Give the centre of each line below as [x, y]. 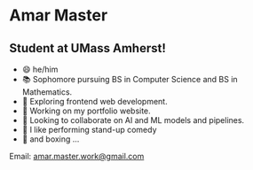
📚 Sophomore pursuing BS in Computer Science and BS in [130, 79]
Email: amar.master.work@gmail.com [77, 156]
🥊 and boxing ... [51, 139]
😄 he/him [40, 69]
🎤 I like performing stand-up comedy [89, 130]
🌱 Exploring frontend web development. [95, 101]
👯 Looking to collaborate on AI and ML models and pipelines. [133, 120]
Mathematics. [47, 92]
